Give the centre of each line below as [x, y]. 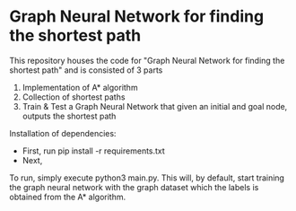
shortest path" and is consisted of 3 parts [86, 70]
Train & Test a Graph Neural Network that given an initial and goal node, [155, 106]
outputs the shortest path [69, 116]
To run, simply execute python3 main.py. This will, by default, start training [147, 178]
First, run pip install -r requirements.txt [94, 151]
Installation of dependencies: [63, 133]
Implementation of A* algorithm [80, 87]
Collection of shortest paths [74, 97]
